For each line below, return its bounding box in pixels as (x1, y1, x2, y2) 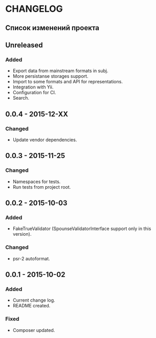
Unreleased (5, 40, 43, 49)
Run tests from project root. (12, 184, 71, 190)
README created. (12, 303, 51, 309)
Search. (12, 95, 30, 101)
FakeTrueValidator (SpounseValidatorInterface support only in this (12, 226, 151, 232)
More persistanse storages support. (12, 73, 88, 79)
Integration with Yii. (12, 84, 54, 90)
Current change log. (12, 297, 55, 303)
